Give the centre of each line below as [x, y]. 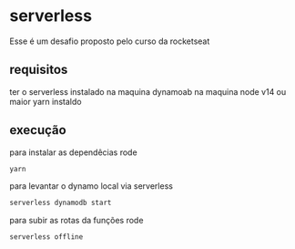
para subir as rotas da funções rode [76, 221]
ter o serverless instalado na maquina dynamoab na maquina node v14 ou [148, 91]
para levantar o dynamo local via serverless [91, 186]
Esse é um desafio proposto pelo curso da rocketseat [110, 41]
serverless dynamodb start [61, 203]
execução [38, 130]
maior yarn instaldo [46, 101]
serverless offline [46, 237]
